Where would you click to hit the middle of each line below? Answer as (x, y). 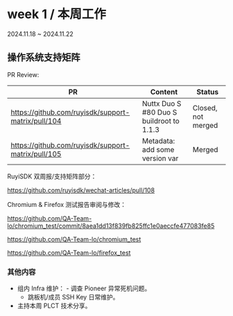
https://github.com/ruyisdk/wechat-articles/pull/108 (81, 190)
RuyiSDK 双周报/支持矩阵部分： (52, 176)
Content (164, 92)
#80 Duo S (159, 112)
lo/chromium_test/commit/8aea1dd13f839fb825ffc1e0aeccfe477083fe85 (111, 226)
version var (160, 158)
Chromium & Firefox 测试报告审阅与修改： (67, 204)
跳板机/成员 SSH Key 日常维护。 (73, 297)
